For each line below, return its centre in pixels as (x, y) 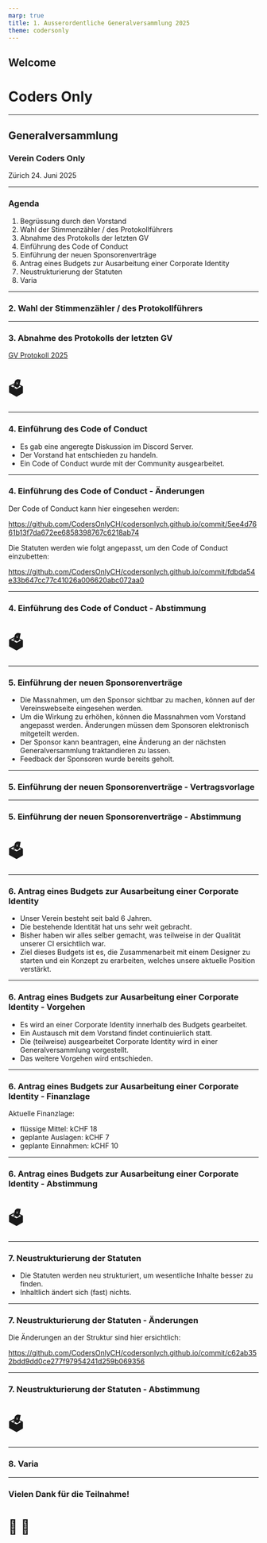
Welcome (32, 62)
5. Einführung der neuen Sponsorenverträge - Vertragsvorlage (132, 787)
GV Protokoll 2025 (38, 355)
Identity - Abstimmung (53, 1183)
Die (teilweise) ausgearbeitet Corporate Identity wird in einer (119, 1041)
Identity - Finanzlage (49, 1096)
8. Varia (23, 1464)
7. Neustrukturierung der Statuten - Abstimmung (104, 1390)
